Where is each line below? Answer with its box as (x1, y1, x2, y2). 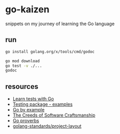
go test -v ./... (5, 63, 42, 68)
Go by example (12, 107, 45, 113)
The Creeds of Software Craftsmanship (12, 112, 95, 119)
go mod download (5, 58, 40, 64)
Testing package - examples (12, 101, 73, 107)
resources (5, 82, 38, 91)
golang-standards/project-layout (12, 123, 82, 129)
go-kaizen (5, 4, 50, 15)
